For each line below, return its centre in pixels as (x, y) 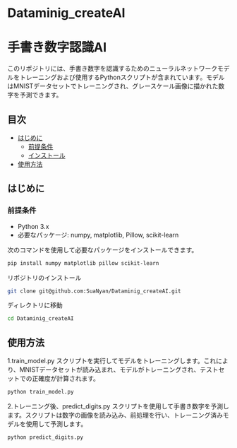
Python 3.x (33, 226)
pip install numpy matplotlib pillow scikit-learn (83, 263)
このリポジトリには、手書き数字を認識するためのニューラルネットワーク (112, 69)
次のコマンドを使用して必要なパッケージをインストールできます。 (103, 249)
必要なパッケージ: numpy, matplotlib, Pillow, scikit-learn (98, 235)
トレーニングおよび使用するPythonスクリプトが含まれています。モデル (122, 77)
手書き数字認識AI (57, 48)
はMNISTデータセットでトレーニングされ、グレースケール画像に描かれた (113, 86)
